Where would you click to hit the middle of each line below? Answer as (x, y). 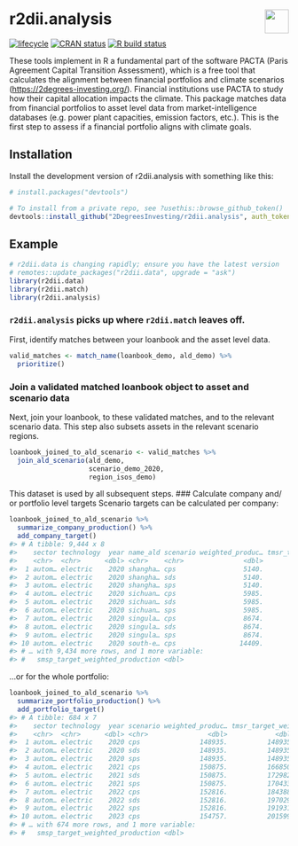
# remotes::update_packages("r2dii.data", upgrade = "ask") (123, 273)
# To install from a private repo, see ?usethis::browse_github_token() (146, 208)
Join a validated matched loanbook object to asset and (129, 387)
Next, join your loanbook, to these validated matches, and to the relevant (142, 417)
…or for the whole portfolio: (59, 677)
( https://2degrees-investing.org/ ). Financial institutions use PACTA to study (146, 89)
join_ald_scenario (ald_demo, (71, 460)
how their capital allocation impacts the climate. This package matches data (148, 98)
